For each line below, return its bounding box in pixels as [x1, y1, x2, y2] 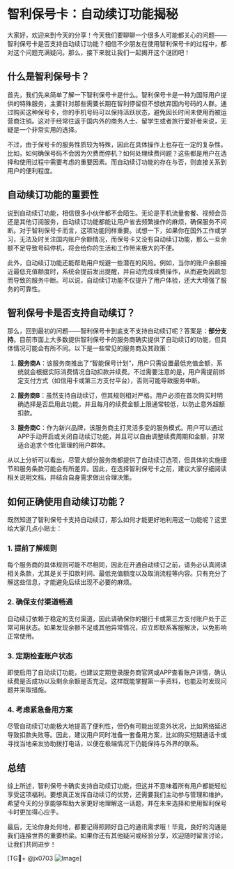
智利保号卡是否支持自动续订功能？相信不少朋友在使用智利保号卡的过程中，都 [7, 39, 227, 47]
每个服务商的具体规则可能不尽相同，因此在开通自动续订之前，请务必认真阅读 [7, 560, 227, 569]
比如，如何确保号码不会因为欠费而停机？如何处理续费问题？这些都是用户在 [7, 149, 221, 157]
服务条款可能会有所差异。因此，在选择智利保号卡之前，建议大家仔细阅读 [19, 465, 227, 473]
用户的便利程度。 [7, 166, 56, 174]
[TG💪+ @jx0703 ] [7, 854, 82, 863]
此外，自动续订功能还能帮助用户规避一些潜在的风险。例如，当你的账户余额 [7, 258, 221, 267]
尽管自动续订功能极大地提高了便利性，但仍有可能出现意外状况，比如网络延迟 [7, 722, 227, 730]
